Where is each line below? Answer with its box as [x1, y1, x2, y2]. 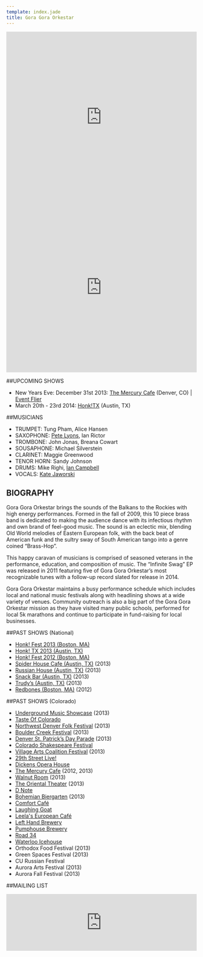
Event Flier [14, 395, 42, 403]
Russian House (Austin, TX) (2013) [14, 667, 101, 674]
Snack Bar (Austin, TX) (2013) [14, 673, 89, 680]
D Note [14, 787, 33, 794]
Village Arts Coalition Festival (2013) [14, 748, 106, 755]
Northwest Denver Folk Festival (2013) [14, 722, 111, 730]
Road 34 [14, 832, 37, 839]
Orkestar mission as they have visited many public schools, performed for [6, 604, 190, 612]
